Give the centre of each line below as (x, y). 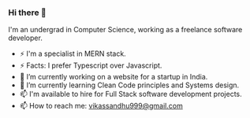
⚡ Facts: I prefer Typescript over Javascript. (91, 65)
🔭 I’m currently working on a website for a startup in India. (114, 77)
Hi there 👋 (28, 13)
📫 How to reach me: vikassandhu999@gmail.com (101, 106)
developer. (26, 38)
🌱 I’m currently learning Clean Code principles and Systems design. (129, 85)
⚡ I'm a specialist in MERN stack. (73, 53)
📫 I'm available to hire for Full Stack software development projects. (131, 94)
